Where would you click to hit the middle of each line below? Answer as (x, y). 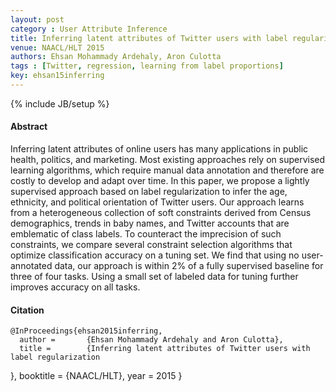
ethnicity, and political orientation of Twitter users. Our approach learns (157, 202)
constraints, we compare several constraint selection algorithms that (151, 245)
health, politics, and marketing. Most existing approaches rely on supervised (168, 160)
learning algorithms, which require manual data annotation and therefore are (167, 170)
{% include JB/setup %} (60, 103)
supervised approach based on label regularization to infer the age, (149, 192)
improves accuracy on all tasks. (75, 287)
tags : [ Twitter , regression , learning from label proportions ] (147, 66)
